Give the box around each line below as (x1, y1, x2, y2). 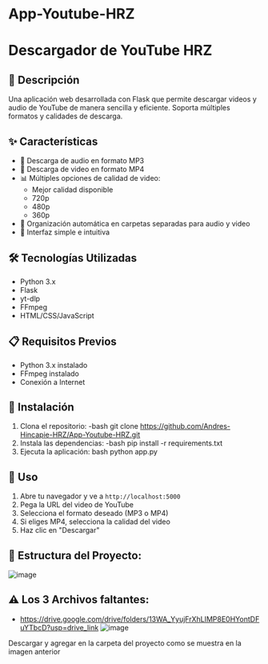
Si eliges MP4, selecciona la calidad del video (19, 517, 170, 526)
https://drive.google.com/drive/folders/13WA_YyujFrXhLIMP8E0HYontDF (19, 614, 260, 624)
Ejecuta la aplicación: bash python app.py (19, 447, 158, 457)
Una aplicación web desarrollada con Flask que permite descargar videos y (8, 94, 258, 104)
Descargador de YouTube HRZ (8, 42, 213, 60)
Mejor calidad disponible (31, 185, 114, 194)
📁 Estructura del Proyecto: (8, 549, 142, 562)
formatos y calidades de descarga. (8, 111, 123, 121)
